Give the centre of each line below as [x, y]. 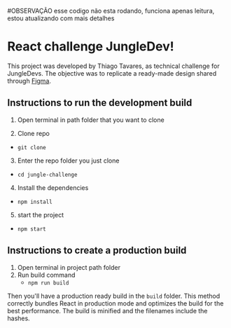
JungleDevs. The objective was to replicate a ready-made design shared [112, 73]
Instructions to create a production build [97, 251]
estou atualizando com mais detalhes [61, 18]
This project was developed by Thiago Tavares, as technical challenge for [114, 66]
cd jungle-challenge [47, 175]
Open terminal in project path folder [69, 267]
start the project [41, 214]
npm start [32, 229]
